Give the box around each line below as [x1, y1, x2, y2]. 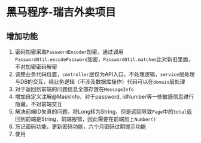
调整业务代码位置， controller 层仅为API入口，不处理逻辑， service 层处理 [14, 71, 195, 78]
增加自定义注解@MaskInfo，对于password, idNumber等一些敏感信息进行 [14, 93, 194, 100]
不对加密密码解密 [14, 63, 57, 70]
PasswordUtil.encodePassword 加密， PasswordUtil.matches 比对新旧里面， [14, 56, 194, 63]
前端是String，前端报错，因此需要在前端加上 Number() [25, 115, 157, 123]
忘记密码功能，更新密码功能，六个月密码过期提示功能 [14, 123, 147, 130]
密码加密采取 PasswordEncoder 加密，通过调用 [14, 48, 124, 55]
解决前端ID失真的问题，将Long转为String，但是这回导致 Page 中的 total [14, 108, 187, 115]
